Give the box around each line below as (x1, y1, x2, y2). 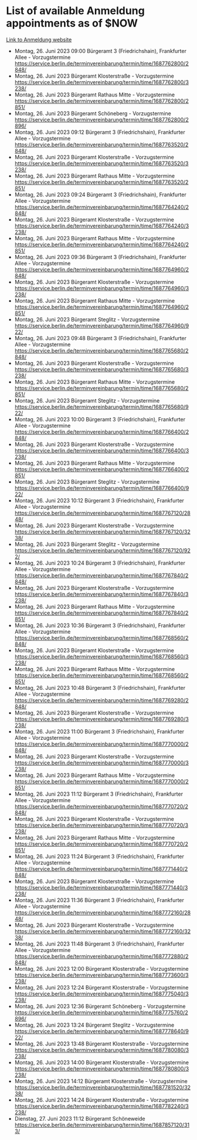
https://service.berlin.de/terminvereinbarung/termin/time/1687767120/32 (14, 528, 191, 535)
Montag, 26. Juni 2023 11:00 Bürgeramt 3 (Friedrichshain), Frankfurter (14, 727, 185, 735)
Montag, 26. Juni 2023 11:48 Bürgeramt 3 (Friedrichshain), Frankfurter (14, 940, 185, 947)
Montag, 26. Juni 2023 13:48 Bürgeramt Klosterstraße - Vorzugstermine (14, 1040, 189, 1047)
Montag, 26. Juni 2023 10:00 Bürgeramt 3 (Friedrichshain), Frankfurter (14, 415, 186, 423)
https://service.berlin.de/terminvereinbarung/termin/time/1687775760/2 (14, 1009, 189, 1016)
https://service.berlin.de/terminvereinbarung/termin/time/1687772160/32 (14, 927, 191, 935)
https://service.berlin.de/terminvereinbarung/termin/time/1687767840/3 (14, 591, 189, 598)
